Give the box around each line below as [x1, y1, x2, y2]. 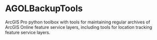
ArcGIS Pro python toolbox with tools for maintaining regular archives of [5, 19, 151, 25]
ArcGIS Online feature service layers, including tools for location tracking [5, 24, 153, 30]
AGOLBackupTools [5, 3, 83, 14]
